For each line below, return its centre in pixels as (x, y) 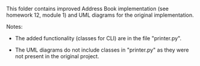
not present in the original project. (57, 56)
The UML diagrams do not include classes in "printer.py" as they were (102, 50)
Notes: (14, 27)
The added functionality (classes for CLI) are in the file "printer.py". (98, 38)
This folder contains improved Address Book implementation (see (88, 9)
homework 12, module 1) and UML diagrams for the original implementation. (100, 15)
